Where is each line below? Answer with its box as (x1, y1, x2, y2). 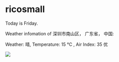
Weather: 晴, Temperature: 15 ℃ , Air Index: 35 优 (5, 41, 108, 47)
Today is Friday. (5, 20, 38, 26)
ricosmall (5, 4, 45, 15)
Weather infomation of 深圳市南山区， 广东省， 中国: (5, 30, 114, 36)
